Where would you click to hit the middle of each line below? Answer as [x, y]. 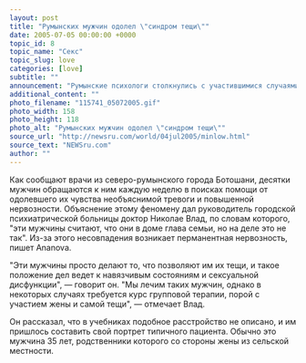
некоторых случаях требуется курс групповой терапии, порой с [135, 294]
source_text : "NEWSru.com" [61, 145]
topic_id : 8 [32, 43]
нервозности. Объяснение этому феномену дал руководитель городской [153, 208]
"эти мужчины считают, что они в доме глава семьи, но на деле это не [148, 228]
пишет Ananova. [41, 247]
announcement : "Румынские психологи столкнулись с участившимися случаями [154, 86]
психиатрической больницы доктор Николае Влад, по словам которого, [150, 218]
